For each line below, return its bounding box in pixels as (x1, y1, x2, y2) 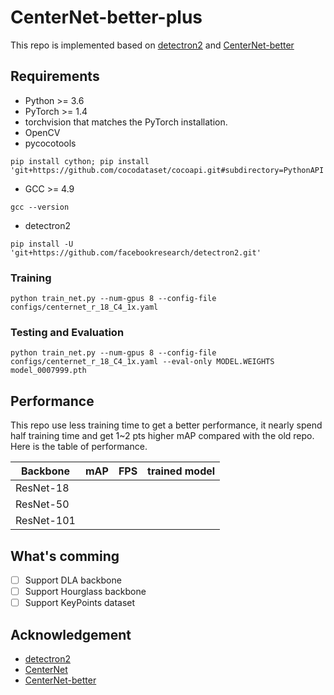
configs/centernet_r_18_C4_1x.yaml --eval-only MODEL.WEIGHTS (10, 357, 275, 367)
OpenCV (24, 126, 61, 138)
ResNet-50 (15, 497, 70, 511)
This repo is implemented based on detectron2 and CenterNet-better (10, 39, 295, 51)
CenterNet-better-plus (10, 6, 203, 29)
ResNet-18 (15, 481, 70, 495)
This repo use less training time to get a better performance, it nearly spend (10, 419, 323, 431)
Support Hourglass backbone (24, 586, 147, 598)
